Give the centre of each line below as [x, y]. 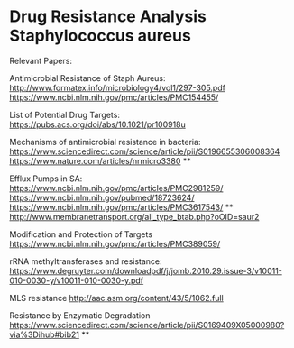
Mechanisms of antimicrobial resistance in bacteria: [105, 142]
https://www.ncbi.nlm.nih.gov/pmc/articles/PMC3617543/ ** [121, 207]
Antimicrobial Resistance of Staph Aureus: [87, 78]
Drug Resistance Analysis [108, 17]
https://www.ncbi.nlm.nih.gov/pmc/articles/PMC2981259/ [116, 188]
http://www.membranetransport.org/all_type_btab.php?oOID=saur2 [134, 216]
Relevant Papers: [41, 60]
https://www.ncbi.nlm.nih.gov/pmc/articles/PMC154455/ [114, 97]
